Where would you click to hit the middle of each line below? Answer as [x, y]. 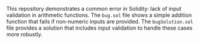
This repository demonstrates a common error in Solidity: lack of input [94, 9]
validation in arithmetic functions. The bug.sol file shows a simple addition [99, 15]
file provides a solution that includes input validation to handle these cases [99, 28]
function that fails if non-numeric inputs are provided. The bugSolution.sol [100, 21]
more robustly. [24, 34]
